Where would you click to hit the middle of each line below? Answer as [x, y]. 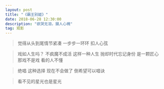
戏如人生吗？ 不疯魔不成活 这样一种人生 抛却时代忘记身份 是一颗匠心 [88, 54]
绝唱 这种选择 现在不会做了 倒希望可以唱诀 [61, 71]
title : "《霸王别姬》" [27, 14]
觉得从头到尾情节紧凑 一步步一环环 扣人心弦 [63, 43]
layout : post [19, 10]
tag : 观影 [15, 28]
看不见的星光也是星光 [39, 81]
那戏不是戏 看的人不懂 [40, 60]
